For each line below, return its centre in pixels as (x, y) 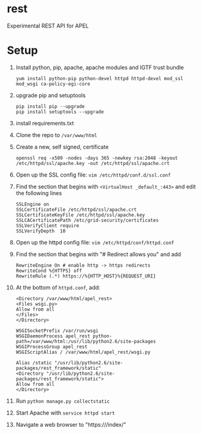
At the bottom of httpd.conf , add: (58, 287)
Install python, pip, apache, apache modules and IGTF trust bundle (100, 67)
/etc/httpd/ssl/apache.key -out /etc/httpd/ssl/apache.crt (93, 163)
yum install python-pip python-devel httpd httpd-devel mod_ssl (99, 78)
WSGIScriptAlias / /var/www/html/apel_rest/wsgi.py (83, 352)
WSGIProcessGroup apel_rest (51, 347)
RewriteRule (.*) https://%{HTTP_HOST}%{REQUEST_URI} (86, 276)
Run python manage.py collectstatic (63, 401)
